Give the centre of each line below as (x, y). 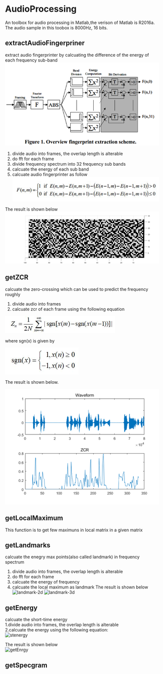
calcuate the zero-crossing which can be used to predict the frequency (77, 289)
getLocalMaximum (34, 518)
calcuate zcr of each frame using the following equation (68, 309)
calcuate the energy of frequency (46, 582)
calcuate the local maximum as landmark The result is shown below (80, 587)
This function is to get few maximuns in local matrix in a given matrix (74, 530)
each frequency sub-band (31, 60)
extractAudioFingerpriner (45, 43)
